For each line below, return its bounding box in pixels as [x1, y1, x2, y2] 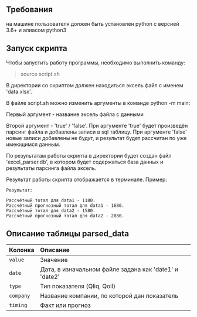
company [9, 292, 30, 299]
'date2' [40, 272, 60, 281]
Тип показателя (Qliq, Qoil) [40, 282, 116, 291]
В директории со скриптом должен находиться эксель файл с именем [6, 81, 184, 88]
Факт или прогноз [40, 301, 91, 309]
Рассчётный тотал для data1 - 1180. [6, 197, 96, 203]
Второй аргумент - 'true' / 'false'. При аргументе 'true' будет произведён [6, 122, 188, 129]
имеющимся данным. [6, 141, 60, 148]
